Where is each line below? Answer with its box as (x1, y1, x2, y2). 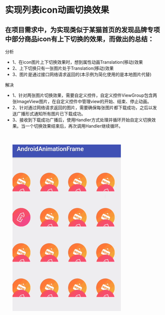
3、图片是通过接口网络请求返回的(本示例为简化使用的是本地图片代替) (12, 72, 152, 77)
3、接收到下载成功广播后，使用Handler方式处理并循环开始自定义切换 (12, 117, 152, 123)
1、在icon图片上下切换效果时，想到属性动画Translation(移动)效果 (12, 59, 143, 65)
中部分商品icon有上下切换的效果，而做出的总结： (5, 35, 154, 43)
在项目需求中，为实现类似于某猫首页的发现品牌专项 (5, 26, 160, 34)
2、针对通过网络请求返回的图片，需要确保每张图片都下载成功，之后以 (12, 105, 153, 111)
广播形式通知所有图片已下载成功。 (16, 111, 86, 116)
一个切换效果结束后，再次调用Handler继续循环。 (25, 123, 123, 129)
